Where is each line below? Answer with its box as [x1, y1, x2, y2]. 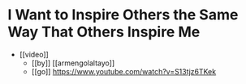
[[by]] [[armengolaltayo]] [31, 58, 115, 68]
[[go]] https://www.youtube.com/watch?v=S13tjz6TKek [31, 66, 217, 76]
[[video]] [19, 49, 50, 59]
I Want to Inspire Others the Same [7, 6, 239, 24]
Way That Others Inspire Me [7, 23, 201, 41]
